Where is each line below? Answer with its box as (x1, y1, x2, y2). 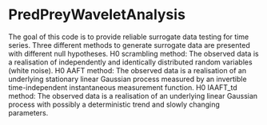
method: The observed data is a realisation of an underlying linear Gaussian (8, 91, 258, 100)
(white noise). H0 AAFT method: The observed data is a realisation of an (8, 65, 246, 75)
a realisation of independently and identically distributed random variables (8, 57, 253, 67)
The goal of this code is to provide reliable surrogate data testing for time (8, 32, 249, 41)
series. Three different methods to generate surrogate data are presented (8, 40, 250, 49)
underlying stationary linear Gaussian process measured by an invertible (8, 74, 247, 84)
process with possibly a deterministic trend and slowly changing (8, 100, 220, 109)
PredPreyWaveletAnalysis (8, 6, 186, 24)
